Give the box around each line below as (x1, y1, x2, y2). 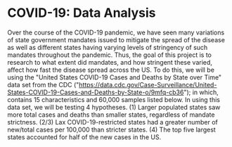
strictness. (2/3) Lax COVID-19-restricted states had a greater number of (7, 117, 218, 126)
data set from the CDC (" (7, 80, 79, 89)
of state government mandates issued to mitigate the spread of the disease (7, 35, 225, 44)
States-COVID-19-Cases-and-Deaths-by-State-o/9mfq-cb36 (7, 88, 184, 96)
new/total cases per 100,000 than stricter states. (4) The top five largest (7, 125, 216, 134)
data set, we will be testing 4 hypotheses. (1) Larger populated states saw (7, 103, 221, 111)
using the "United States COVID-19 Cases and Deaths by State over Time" (7, 72, 222, 82)
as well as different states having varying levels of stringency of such (7, 43, 208, 51)
